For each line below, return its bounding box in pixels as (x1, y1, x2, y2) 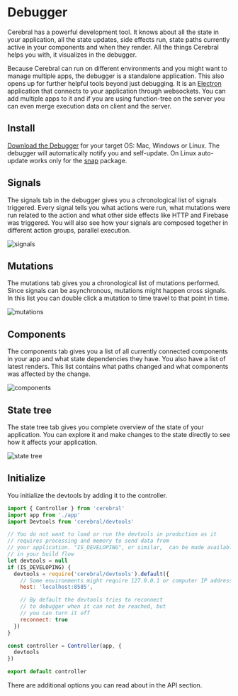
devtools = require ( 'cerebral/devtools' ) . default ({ (13, 570, 170, 578)
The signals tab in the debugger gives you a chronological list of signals (7, 196, 217, 204)
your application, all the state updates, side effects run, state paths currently (7, 35, 230, 43)
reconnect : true (20, 616, 69, 623)
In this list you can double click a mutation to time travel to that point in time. (7, 294, 229, 302)
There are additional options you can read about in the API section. (7, 681, 203, 690)
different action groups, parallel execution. (7, 226, 131, 234)
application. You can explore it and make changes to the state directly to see (7, 431, 230, 438)
